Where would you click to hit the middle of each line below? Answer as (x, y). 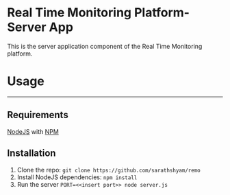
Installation (31, 153)
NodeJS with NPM (33, 131)
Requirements (38, 115)
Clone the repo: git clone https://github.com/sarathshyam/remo (108, 170)
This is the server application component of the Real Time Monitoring (105, 46)
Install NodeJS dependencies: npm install (77, 177)
